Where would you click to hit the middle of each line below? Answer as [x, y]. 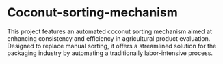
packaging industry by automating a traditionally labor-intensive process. [110, 53]
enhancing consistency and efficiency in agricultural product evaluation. [109, 38]
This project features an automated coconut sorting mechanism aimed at [110, 31]
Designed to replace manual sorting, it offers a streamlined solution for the [112, 46]
